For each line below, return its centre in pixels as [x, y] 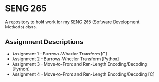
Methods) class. [21, 27]
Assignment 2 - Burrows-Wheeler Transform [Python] [65, 59]
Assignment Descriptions [44, 42]
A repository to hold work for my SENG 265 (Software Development [72, 22]
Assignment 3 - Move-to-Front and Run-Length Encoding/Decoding [79, 64]
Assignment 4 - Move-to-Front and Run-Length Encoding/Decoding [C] [83, 74]
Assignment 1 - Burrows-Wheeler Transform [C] [59, 54]
